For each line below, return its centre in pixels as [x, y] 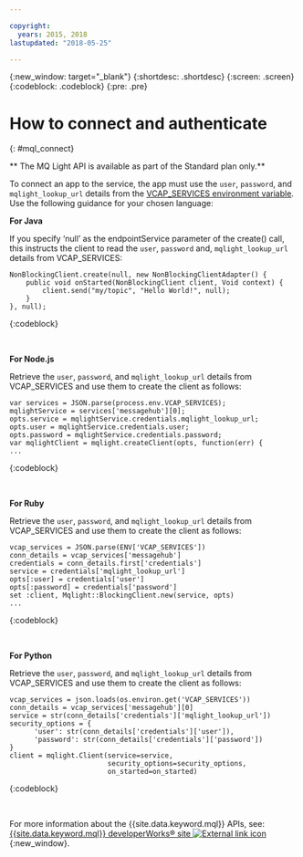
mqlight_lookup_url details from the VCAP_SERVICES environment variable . [152, 193]
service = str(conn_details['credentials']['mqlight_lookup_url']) [141, 716]
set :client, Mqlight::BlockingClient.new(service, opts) [122, 596]
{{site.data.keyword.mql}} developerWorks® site [100, 834]
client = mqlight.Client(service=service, [91, 756]
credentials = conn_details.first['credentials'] [106, 564]
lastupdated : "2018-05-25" [61, 43]
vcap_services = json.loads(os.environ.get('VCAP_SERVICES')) [130, 700]
